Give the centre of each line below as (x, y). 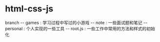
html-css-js (29, 9)
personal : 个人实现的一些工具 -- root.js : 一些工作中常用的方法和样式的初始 (80, 28)
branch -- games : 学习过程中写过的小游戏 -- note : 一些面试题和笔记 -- (76, 22)
